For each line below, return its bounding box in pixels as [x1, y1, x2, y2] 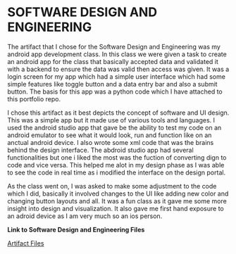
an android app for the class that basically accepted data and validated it [7, 57, 218, 65]
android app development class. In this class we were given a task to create [7, 50, 227, 58]
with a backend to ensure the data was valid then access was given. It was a [7, 65, 230, 73]
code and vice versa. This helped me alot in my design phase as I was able [7, 160, 225, 169]
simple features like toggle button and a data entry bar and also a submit [7, 80, 218, 88]
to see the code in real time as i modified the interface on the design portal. [7, 168, 226, 177]
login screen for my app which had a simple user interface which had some [7, 72, 225, 81]
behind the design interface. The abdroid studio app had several [7, 146, 194, 154]
